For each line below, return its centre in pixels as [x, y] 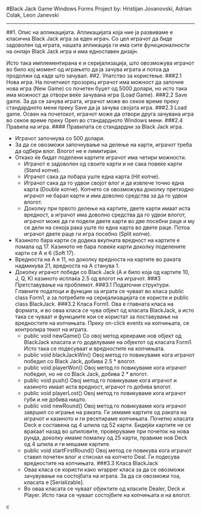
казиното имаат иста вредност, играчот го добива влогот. [98, 387]
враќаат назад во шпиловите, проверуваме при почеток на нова [106, 431]
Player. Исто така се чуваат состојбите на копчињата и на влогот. [107, 495]
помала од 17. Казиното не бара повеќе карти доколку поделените [100, 246]
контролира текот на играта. [51, 329]
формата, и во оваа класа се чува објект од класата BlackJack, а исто [104, 310]
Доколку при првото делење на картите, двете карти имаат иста [107, 208]
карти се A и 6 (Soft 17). [45, 253]
